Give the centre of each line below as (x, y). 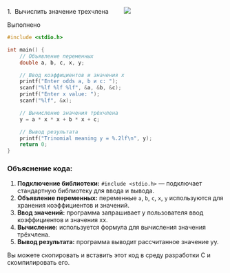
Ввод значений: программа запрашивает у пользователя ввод (110, 212)
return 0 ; (34, 144)
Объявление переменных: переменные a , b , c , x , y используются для (120, 198)
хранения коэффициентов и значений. (73, 206)
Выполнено (24, 25)
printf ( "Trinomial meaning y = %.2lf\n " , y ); (86, 138)
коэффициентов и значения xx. (62, 220)
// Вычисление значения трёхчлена (69, 113)
